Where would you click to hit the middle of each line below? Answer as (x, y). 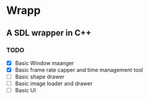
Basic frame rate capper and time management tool (79, 69)
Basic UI (25, 91)
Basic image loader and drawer (54, 84)
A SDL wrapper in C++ (49, 33)
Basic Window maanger (44, 63)
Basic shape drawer (40, 77)
